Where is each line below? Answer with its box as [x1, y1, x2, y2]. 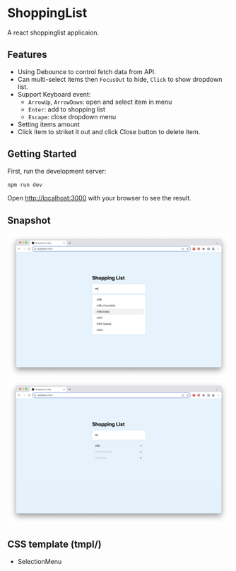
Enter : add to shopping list [28, 104, 106, 114]
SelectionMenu [17, 557, 62, 565]
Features [7, 49, 47, 61]
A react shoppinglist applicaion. [7, 28, 100, 37]
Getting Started [7, 148, 77, 160]
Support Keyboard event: [17, 90, 91, 98]
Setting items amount [17, 120, 80, 128]
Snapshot [7, 214, 51, 227]
